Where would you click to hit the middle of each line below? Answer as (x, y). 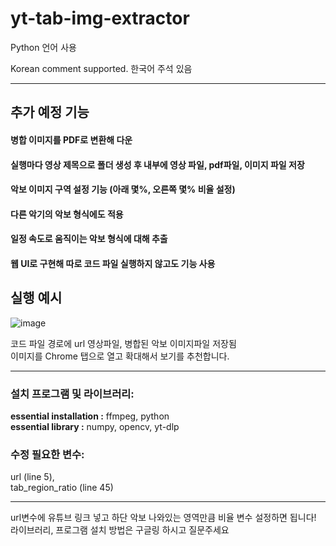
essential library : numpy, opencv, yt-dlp (95, 426)
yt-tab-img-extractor (100, 18)
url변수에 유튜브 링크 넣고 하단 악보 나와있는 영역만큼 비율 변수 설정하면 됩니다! (163, 518)
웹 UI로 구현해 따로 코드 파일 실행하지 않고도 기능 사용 (113, 263)
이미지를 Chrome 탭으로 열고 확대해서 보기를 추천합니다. (120, 356)
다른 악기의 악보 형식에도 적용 (67, 214)
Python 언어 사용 (43, 47)
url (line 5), (32, 477)
